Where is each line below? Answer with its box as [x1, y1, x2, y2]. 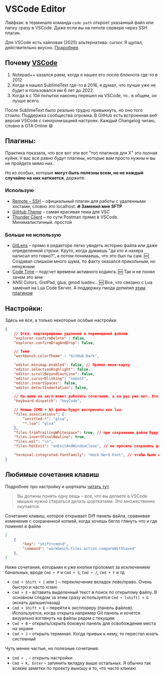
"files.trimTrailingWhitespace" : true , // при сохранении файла [14, 430, 147, 435]
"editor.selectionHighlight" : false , [14, 367, 91, 372]
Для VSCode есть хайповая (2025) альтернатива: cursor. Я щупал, [5, 39, 143, 45]
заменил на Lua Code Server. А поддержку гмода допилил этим [12, 285, 145, 291]
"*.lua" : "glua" [22, 421, 56, 426]
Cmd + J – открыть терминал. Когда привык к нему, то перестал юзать [12, 631, 159, 636]
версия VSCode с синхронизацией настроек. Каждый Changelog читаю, [5, 117, 156, 123]
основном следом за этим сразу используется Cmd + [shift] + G [12, 594, 149, 600]
